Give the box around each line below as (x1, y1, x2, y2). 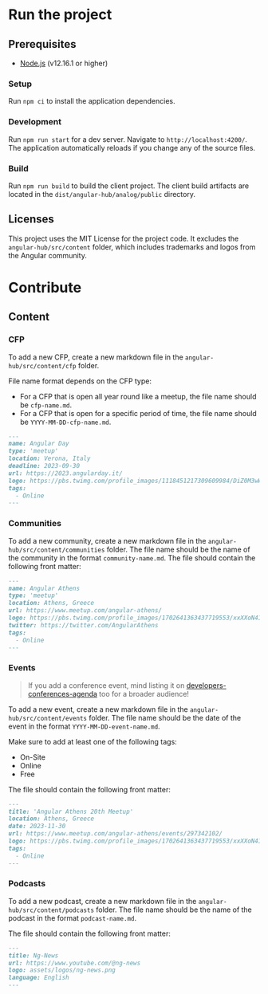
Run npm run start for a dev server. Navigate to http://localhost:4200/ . (8, 134, 247, 144)
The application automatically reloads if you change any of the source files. (8, 143, 256, 152)
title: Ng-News (8, 951, 59, 960)
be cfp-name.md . (19, 400, 73, 410)
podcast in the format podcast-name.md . (8, 913, 137, 922)
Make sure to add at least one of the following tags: (8, 737, 177, 746)
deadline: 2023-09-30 (8, 462, 81, 470)
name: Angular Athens (8, 584, 81, 592)
